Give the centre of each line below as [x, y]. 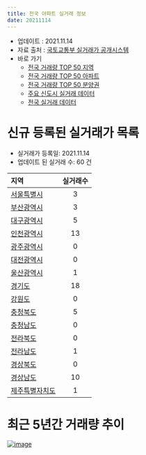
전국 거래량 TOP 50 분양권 [63, 84]
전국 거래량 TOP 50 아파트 [63, 76]
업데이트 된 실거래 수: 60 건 [54, 162]
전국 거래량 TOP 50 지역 [60, 67]
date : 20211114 [29, 20]
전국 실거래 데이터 [52, 102]
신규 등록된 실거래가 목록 [73, 133]
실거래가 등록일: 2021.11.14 [54, 154]
